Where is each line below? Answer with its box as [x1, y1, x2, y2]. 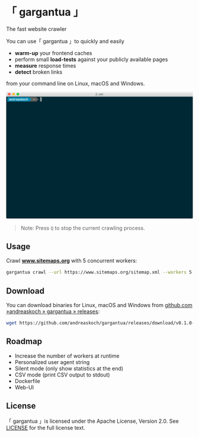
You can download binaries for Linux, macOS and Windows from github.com [6, 302, 192, 309]
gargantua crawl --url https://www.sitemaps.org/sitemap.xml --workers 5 [6, 269, 192, 276]
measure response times [14, 62, 76, 69]
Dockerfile [14, 377, 40, 384]
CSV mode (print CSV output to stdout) [14, 371, 111, 378]
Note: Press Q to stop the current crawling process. [20, 224, 145, 231]
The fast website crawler [6, 25, 67, 33]
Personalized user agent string [14, 358, 90, 365]
